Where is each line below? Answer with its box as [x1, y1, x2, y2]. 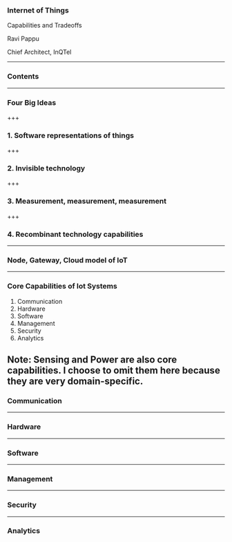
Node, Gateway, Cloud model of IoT [7, 255, 128, 264]
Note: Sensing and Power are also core [7, 354, 177, 366]
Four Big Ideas [7, 97, 57, 107]
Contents [7, 72, 39, 81]
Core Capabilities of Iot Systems [7, 282, 117, 291]
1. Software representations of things [7, 130, 135, 140]
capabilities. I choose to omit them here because [7, 365, 221, 376]
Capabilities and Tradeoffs [7, 21, 82, 30]
